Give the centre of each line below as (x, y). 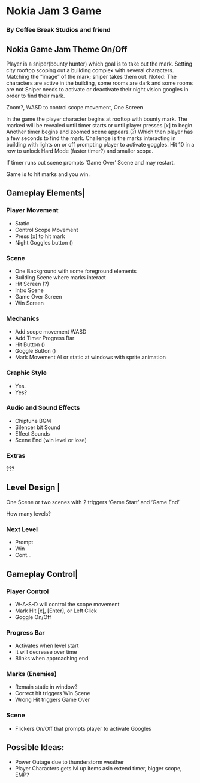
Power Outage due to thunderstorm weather (69, 762)
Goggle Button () (35, 351)
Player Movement (32, 210)
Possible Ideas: (35, 747)
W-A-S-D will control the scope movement (67, 604)
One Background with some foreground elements (75, 271)
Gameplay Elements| (46, 193)
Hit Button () (30, 344)
